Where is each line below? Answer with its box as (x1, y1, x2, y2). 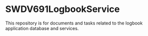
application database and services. (5, 25, 79, 31)
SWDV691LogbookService (5, 3, 120, 15)
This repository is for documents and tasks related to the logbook (5, 20, 143, 26)
